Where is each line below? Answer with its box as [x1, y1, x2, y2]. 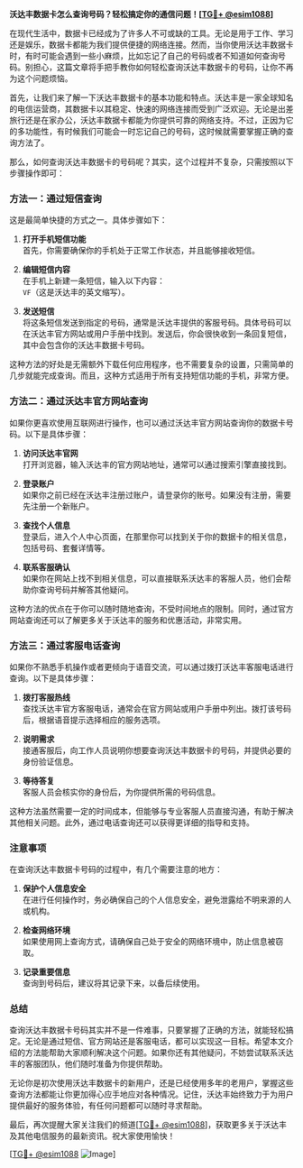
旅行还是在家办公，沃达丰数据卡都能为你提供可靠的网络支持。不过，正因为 [9, 115, 286, 125]
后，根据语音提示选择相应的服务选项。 [22, 714, 165, 725]
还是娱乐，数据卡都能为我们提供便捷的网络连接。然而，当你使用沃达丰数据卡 [9, 40, 294, 50]
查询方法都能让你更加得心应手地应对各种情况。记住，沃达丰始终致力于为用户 [9, 1089, 294, 1099]
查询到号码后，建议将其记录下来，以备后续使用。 [22, 978, 205, 989]
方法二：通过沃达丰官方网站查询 [9, 395, 149, 408]
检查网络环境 [22, 924, 70, 936]
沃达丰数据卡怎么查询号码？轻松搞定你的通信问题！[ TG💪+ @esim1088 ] [9, 9, 274, 19]
